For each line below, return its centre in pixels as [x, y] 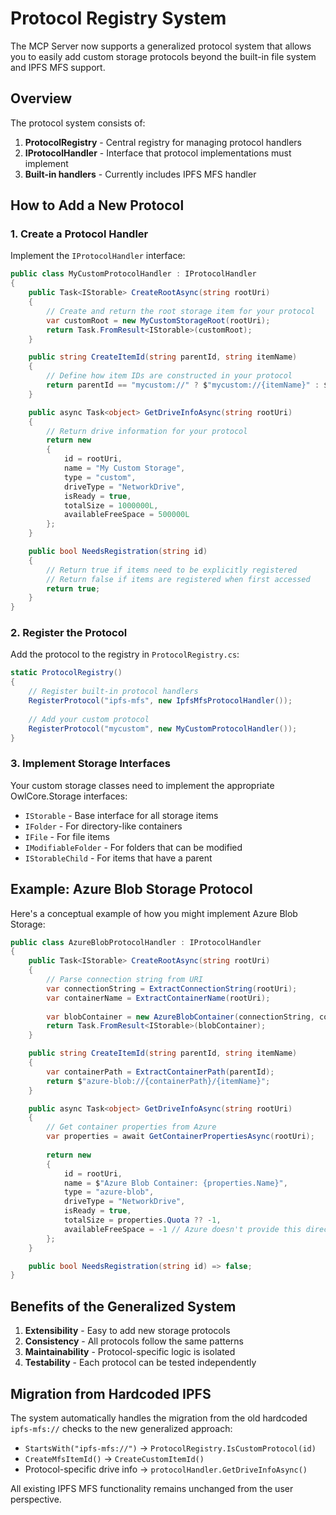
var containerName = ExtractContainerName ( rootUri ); [158, 998]
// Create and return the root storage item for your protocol [180, 311]
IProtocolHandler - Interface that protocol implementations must [158, 153]
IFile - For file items [67, 836]
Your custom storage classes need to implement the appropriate [142, 785]
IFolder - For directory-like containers [103, 826]
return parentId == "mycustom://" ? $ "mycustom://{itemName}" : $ [187, 385]
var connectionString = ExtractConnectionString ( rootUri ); [172, 988]
